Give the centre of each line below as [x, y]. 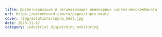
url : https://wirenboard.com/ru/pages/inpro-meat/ [57, 14]
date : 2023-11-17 [23, 23]
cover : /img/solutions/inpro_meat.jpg [44, 18]
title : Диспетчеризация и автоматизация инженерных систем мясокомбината [81, 9]
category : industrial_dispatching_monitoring [52, 27]
